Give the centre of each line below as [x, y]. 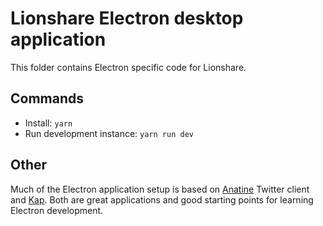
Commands [47, 98]
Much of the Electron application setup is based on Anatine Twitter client [160, 189]
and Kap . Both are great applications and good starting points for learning [162, 199]
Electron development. [57, 210]
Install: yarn [48, 123]
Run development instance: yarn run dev [109, 133]
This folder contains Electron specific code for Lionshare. [128, 67]
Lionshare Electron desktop [127, 18]
